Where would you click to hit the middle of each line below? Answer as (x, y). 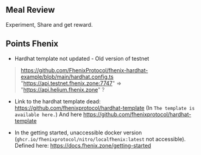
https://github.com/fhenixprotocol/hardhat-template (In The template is (104, 108)
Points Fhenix (32, 44)
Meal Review (30, 10)
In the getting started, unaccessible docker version (78, 133)
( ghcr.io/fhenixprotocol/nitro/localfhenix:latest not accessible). (100, 139)
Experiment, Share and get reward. (49, 24)
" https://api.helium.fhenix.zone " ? (63, 89)
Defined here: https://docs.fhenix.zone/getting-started (83, 145)
